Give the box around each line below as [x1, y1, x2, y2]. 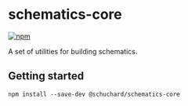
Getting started [8, 69, 85, 83]
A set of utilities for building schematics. [8, 46, 138, 56]
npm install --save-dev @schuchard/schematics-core [8, 90, 180, 98]
